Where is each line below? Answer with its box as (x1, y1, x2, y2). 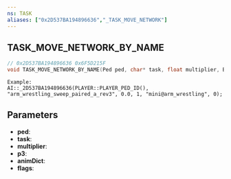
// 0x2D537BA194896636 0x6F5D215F (7, 60, 107, 67)
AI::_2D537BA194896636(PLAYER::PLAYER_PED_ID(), (7, 85, 149, 92)
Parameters (7, 109, 58, 121)
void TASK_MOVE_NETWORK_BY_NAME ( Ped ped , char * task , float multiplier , (7, 67, 220, 73)
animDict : (16, 156, 46, 165)
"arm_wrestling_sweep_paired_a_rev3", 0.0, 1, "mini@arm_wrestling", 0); (7, 91, 223, 98)
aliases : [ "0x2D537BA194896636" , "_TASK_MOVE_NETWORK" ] (7, 16, 168, 23)
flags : (16, 164, 34, 172)
